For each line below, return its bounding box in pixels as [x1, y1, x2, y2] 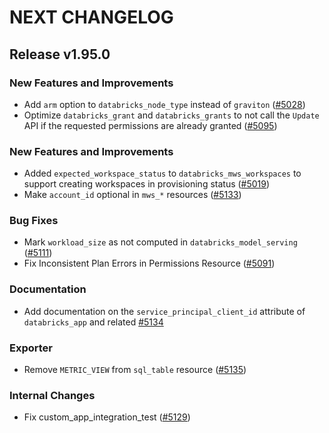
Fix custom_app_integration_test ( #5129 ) [23, 411, 191, 423]
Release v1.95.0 [9, 46, 111, 63]
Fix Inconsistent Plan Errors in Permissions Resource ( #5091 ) [23, 257, 276, 270]
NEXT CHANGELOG [9, 6, 174, 29]
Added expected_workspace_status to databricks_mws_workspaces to [23, 167, 302, 180]
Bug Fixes [9, 214, 59, 228]
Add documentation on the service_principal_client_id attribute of [23, 305, 306, 317]
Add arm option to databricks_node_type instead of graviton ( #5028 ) [23, 98, 306, 110]
